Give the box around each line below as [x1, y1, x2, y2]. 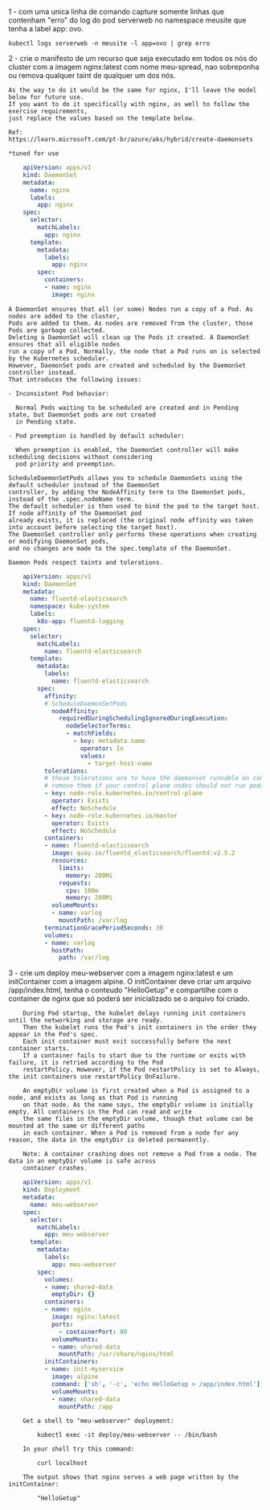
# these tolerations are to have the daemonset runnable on [43, 774, 250, 782]
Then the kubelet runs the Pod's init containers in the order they [22, 1024, 257, 1032]
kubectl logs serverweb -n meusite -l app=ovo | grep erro [8, 39, 211, 47]
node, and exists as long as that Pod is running [8, 1094, 178, 1102]
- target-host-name [87, 759, 153, 767]
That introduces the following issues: [8, 375, 142, 384]
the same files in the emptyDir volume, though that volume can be [22, 1115, 253, 1123]
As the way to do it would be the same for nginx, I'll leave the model [8, 86, 257, 94]
